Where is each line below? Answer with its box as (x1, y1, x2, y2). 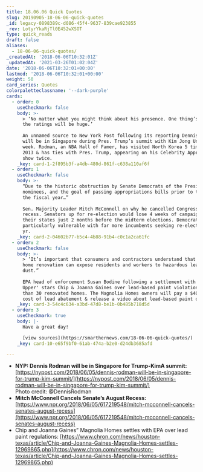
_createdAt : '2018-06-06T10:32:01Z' (6, 54, 98, 60)
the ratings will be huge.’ (22, 122, 94, 128)
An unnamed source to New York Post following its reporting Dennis (22, 133, 199, 139)
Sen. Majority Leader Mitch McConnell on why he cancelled (22, 206, 174, 212)
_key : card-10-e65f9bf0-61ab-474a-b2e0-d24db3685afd (17, 340, 153, 347)
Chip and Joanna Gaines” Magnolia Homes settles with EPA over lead (14, 427, 188, 434)
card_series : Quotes (6, 82, 59, 88)
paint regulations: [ (14, 433, 62, 441)
